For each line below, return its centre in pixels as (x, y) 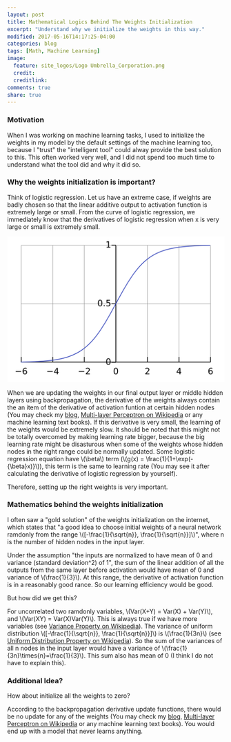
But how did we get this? (42, 597)
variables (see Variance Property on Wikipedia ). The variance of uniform (110, 626)
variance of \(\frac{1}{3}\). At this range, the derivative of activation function (115, 577)
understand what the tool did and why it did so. (74, 164)
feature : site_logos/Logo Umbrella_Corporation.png (89, 66)
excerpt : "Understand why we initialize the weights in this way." (106, 29)
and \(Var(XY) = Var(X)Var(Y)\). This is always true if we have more (102, 618)
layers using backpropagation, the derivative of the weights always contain (114, 400)
